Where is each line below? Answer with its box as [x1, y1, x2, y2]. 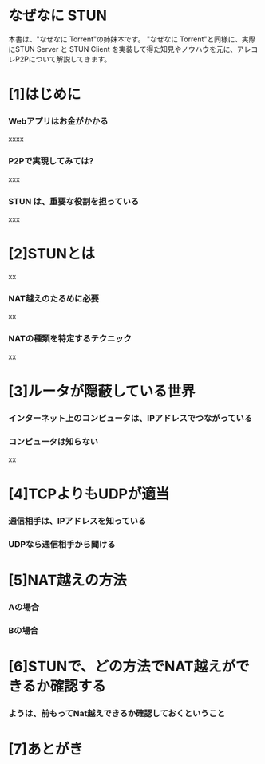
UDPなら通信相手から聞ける [8, 538, 116, 549]
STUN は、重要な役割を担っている [8, 195, 140, 207]
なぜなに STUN [8, 6, 108, 25]
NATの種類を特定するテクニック [8, 333, 132, 345]
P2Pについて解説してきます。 [14, 54, 112, 64]
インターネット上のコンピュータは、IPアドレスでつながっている [8, 412, 253, 423]
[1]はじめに [8, 85, 81, 104]
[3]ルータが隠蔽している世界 [8, 382, 196, 400]
